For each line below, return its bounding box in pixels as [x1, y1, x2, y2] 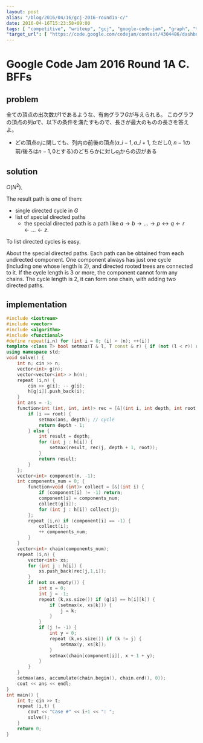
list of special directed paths [14, 213, 86, 221]
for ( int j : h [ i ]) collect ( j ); [38, 506, 120, 513]
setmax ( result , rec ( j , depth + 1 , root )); [49, 445, 158, 451]
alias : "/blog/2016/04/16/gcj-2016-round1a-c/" [6, 15, 129, 21]
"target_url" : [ [6, 31, 47, 37]
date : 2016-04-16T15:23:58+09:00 [6, 20, 91, 26]
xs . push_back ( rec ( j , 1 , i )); [38, 568, 107, 574]
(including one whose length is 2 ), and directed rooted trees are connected [6, 262, 193, 270]
